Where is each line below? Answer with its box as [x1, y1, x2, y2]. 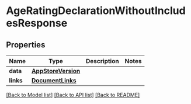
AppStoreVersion [31, 67, 81, 75]
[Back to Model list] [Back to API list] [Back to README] [6, 92, 140, 98]
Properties [6, 40, 46, 50]
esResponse [6, 16, 68, 30]
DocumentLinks [31, 77, 77, 84]
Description [85, 57, 119, 65]
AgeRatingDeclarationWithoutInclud [6, 4, 186, 18]
